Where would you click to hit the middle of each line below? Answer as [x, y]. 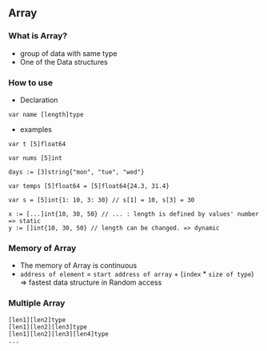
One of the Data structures [64, 62]
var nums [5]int [35, 158]
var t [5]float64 [37, 144]
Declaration [39, 100]
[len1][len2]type [37, 320]
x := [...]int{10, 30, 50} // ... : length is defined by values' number [134, 214]
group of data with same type [68, 53]
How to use [31, 82]
